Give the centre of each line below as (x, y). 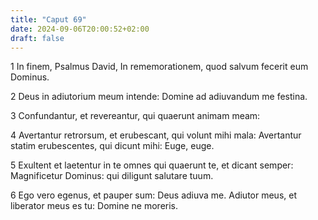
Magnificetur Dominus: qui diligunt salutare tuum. (112, 176)
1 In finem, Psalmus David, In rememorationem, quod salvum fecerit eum (159, 67)
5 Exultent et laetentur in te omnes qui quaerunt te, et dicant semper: (152, 165)
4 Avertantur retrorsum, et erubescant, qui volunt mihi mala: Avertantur (156, 135)
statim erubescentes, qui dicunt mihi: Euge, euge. (112, 146)
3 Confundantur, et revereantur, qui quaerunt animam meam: (135, 116)
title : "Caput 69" (48, 19)
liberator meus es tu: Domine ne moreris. (94, 206)
